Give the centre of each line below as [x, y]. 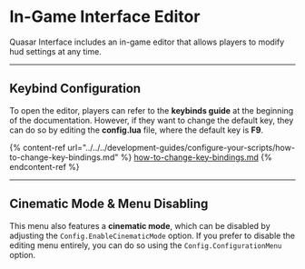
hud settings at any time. [55, 51]
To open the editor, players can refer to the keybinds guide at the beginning [152, 110]
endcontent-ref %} [44, 166]
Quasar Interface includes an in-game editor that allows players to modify [147, 42]
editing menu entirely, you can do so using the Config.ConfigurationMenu [146, 245]
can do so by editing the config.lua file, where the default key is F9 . [137, 130]
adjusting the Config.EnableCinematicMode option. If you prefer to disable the [152, 235]
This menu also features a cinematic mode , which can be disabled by [140, 225]
